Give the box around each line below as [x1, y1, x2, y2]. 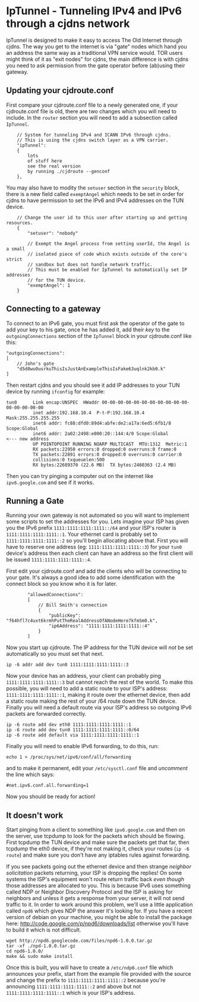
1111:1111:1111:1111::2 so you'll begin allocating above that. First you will [6, 537, 188, 544]
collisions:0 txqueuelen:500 [32, 457, 105, 463]
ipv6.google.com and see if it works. [6, 479, 94, 486]
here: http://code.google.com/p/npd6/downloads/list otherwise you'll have [6, 920, 189, 927]
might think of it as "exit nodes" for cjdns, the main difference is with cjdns [6, 55, 189, 63]
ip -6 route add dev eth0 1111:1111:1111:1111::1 [6, 722, 132, 728]
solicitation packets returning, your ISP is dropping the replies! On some [6, 869, 182, 877]
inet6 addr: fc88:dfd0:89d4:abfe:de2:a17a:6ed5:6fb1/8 [32, 420, 171, 426]
